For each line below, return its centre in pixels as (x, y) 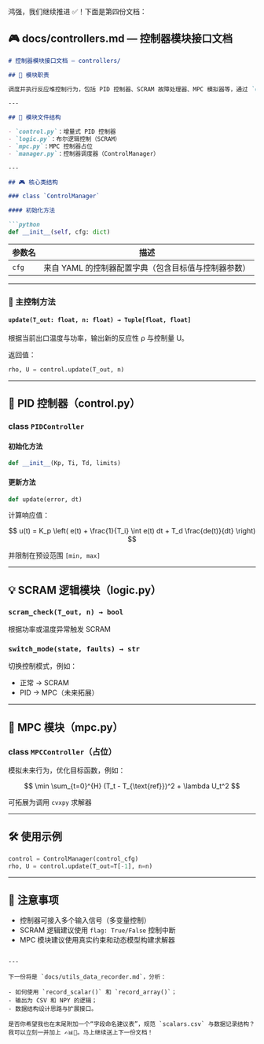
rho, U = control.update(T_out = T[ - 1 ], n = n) (81, 866)
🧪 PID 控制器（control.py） (74, 404)
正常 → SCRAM (44, 683)
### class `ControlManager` (54, 196)
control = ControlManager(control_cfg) (73, 859)
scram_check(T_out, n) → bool (66, 612)
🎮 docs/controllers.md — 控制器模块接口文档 (121, 39)
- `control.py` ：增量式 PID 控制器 (62, 132)
